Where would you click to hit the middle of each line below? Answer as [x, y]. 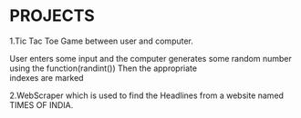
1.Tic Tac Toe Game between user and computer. [102, 41]
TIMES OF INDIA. [42, 104]
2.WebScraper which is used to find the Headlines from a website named [147, 95]
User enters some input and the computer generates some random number [150, 58]
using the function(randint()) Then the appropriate [104, 68]
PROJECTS [52, 16]
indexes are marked [47, 77]
